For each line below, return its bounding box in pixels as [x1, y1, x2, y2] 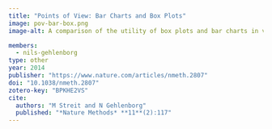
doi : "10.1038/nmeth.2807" [8, 78, 100, 87]
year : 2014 [8, 64, 45, 73]
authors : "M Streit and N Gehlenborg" [15, 102, 147, 110]
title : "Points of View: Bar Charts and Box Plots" [8, 11, 186, 20]
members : [8, 41, 38, 49]
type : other [8, 56, 49, 64]
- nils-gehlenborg [15, 49, 79, 57]
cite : [8, 94, 27, 102]
